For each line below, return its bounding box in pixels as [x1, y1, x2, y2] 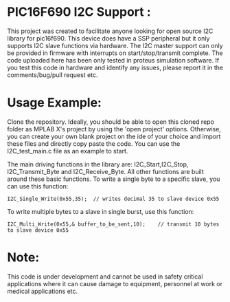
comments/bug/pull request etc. [7, 70, 98, 79]
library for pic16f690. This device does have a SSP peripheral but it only [7, 34, 210, 42]
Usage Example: [7, 95, 102, 111]
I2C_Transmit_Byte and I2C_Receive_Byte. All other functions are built [7, 167, 204, 175]
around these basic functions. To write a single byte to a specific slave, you [7, 175, 220, 183]
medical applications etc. [7, 287, 78, 295]
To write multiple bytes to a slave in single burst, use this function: [7, 207, 194, 215]
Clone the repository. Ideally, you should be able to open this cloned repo [7, 118, 215, 126]
